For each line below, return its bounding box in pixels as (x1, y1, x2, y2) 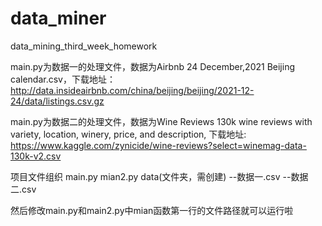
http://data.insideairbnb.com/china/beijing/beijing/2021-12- (10, 84, 255, 96)
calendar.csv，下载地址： (10, 73, 116, 85)
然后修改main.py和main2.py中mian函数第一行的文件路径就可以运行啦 (10, 204, 294, 216)
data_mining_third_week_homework (10, 40, 158, 52)
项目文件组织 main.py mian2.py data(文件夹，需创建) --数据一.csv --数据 (10, 170, 309, 182)
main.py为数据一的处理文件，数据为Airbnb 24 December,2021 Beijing (10, 60, 295, 72)
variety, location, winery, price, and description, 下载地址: (10, 128, 247, 140)
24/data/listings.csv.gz (10, 95, 105, 107)
